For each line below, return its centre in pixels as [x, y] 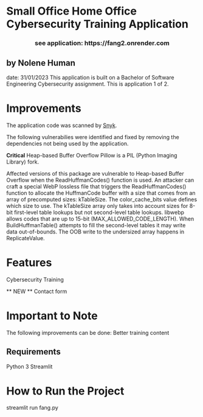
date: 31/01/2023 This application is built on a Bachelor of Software [90, 77]
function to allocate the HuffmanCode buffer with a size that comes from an [101, 193]
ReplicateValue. [26, 238]
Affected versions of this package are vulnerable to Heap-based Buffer [95, 173]
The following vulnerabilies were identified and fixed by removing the [93, 137]
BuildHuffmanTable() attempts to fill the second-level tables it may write [96, 225]
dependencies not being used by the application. [67, 143]
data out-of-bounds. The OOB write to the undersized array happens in [95, 232]
